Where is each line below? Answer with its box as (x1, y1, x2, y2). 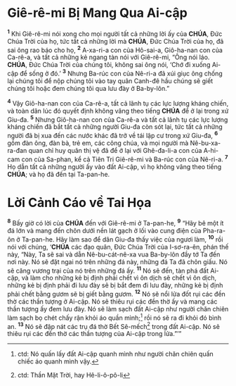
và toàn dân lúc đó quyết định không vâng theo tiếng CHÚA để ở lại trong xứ (7, 106, 229, 115)
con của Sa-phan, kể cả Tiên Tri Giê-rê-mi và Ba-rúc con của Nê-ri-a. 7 (21, 154, 228, 163)
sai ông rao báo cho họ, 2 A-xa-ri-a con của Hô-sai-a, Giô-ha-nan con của (7, 44, 223, 54)
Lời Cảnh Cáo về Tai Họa (7, 194, 152, 211)
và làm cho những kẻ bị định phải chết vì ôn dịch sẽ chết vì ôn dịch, (21, 273, 216, 282)
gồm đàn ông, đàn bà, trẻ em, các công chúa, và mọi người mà (7, 139, 189, 147)
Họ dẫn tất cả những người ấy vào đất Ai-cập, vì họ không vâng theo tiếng (7, 162, 222, 170)
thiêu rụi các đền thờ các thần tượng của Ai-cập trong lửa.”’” (7, 330, 182, 338)
